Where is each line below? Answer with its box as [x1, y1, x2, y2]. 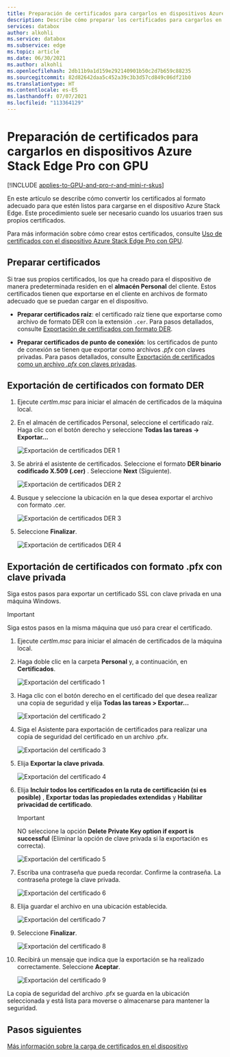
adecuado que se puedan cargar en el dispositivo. [7, 297, 149, 305]
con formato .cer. [16, 501, 66, 509]
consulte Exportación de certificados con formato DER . [16, 324, 173, 333]
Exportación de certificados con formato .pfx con [7, 560, 222, 572]
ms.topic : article [7, 49, 60, 56]
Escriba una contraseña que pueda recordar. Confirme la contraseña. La [16, 868, 221, 876]
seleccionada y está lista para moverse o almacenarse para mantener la [7, 997, 210, 1005]
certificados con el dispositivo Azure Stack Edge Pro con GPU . [7, 236, 183, 245]
